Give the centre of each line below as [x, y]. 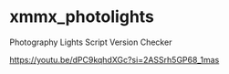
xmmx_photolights [82, 17]
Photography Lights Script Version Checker [91, 42]
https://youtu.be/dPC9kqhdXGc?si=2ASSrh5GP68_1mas [114, 59]
